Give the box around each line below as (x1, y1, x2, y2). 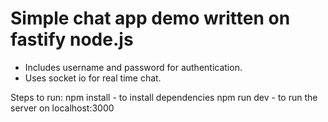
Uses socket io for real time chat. (24, 72, 162, 84)
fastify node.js (10, 28, 134, 51)
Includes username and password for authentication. (24, 61, 243, 73)
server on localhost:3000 (10, 102, 115, 114)
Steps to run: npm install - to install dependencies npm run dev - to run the (10, 91, 318, 103)
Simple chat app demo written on (10, 7, 291, 30)
